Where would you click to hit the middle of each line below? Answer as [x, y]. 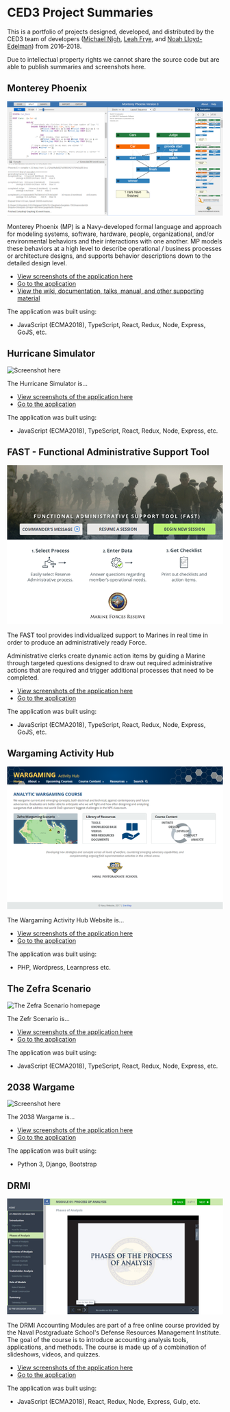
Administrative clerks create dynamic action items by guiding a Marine [106, 656]
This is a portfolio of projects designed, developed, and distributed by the [111, 32]
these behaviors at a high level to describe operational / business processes [115, 249]
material [28, 298]
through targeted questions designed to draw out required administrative [110, 662]
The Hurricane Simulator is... [47, 383]
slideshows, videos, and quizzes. [54, 1354]
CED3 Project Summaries [80, 13]
